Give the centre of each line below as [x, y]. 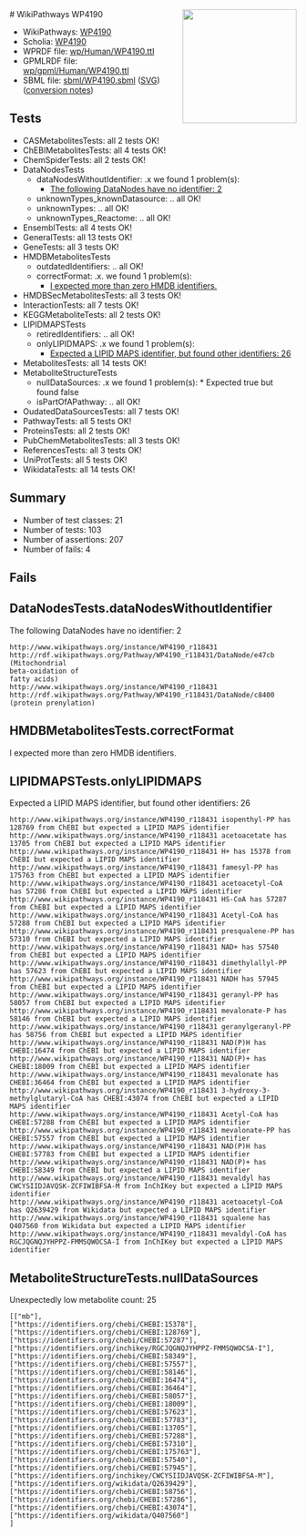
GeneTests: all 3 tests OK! [71, 247]
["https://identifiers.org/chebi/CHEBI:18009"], [103, 1404]
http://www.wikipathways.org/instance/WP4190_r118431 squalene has [140, 1218]
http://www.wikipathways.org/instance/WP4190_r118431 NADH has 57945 [144, 979]
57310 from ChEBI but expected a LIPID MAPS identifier [117, 940]
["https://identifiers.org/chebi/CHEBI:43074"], [103, 1508]
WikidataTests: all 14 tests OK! [79, 469]
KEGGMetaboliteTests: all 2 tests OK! [92, 314]
